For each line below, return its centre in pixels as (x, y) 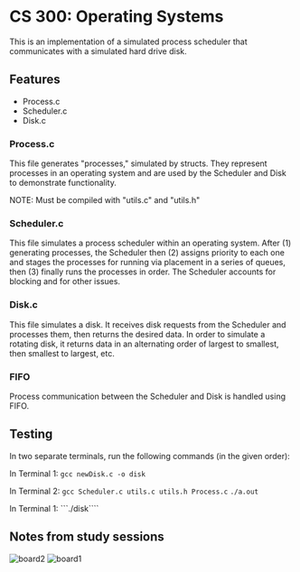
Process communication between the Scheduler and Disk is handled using (148, 396)
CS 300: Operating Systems (117, 17)
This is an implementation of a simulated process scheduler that (129, 42)
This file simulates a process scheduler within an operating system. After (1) (150, 243)
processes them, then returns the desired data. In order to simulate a (137, 334)
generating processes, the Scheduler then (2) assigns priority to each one (147, 253)
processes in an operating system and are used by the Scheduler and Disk (148, 173)
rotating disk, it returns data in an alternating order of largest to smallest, (144, 344)
